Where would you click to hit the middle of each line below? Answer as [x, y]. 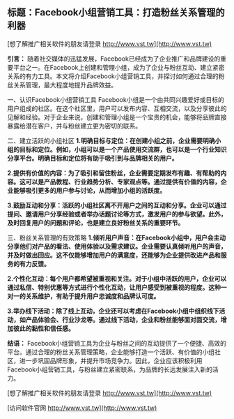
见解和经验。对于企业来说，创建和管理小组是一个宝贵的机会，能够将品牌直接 [117, 117]
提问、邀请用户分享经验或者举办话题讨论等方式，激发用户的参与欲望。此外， [117, 214]
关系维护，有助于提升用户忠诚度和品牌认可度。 [93, 296]
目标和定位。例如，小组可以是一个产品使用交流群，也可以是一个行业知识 [123, 149]
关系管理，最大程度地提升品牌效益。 [65, 84]
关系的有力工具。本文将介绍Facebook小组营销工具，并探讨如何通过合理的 [113, 76]
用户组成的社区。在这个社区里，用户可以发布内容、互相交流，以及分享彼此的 [117, 108]
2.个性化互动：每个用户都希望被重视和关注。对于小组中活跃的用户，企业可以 [117, 279]
